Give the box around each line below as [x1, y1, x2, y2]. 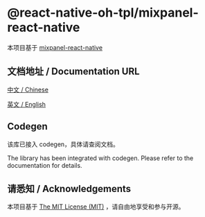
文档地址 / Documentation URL [7, 66, 140, 78]
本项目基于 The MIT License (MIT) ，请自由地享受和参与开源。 [7, 202, 185, 211]
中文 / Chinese [7, 85, 48, 94]
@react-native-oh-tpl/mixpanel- [7, 5, 199, 21]
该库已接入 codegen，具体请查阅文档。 [7, 140, 120, 148]
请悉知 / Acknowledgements [7, 182, 132, 195]
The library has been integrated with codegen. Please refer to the [7, 154, 194, 162]
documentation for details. [7, 161, 82, 169]
